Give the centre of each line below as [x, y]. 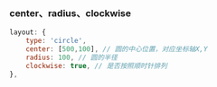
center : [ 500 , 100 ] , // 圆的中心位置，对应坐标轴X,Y [117, 49]
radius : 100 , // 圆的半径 [71, 57]
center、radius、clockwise [70, 13]
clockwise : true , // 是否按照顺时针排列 [96, 65]
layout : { [28, 32]
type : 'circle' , [57, 41]
